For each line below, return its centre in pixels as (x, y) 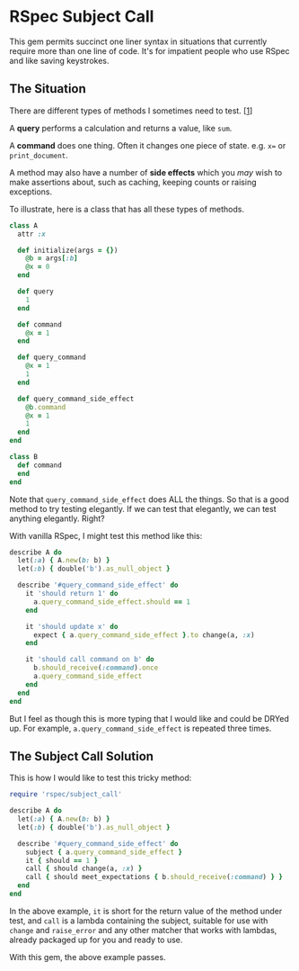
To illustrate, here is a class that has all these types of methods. (127, 209)
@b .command (46, 407)
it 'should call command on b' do (90, 660)
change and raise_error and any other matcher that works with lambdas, (143, 930)
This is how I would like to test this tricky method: (101, 778)
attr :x (32, 234)
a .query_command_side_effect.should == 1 (112, 602)
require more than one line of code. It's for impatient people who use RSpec (149, 50)
